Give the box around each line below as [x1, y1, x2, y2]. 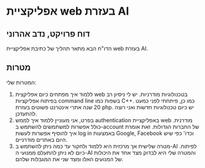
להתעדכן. [15, 110, 37, 117]
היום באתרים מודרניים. [15, 136, 67, 143]
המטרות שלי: [6, 78, 37, 86]
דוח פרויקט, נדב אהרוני [6, 29, 91, 39]
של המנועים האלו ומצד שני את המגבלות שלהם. [15, 155, 124, 163]
